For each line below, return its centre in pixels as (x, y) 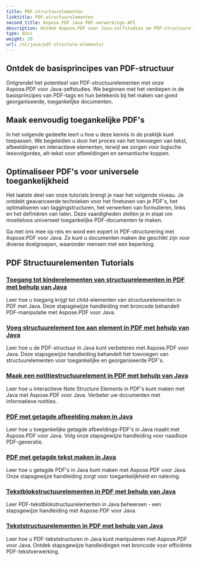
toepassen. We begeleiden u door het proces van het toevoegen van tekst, (97, 141)
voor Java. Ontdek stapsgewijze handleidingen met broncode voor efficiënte (99, 545)
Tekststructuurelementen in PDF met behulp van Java (85, 526)
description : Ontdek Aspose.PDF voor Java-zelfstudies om (79, 28)
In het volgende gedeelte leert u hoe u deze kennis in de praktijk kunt (90, 134)
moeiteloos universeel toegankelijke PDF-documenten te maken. (85, 220)
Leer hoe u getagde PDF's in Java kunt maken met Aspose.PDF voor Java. (96, 470)
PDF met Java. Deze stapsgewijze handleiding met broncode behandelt (93, 306)
